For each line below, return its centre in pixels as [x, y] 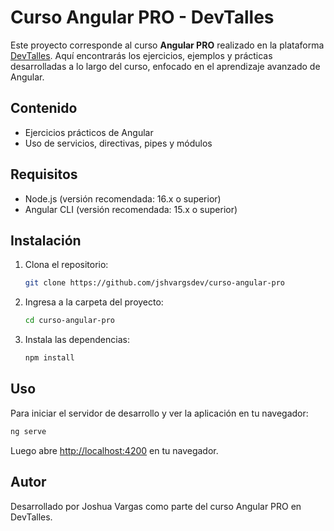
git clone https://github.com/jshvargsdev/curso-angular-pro [155, 283]
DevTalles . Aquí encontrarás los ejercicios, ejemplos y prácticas [141, 55]
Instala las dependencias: [77, 340]
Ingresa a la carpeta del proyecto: [94, 302]
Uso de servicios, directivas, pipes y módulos [118, 143]
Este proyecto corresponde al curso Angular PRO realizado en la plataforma [167, 45]
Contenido [44, 108]
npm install [49, 358]
